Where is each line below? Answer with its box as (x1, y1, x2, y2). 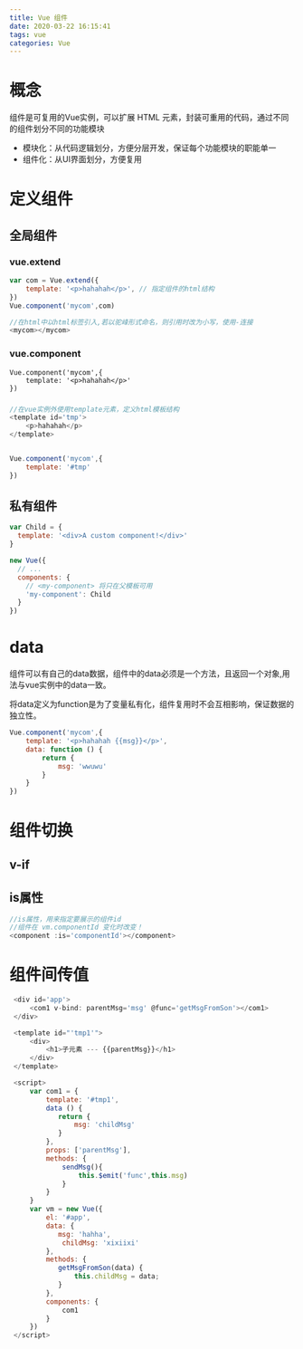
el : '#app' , (45, 1213, 91, 1222)
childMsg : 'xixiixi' (62, 1238, 140, 1248)
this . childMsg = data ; (73, 1272, 160, 1281)
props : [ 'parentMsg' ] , (45, 1146, 131, 1155)
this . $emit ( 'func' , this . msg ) (78, 1171, 188, 1180)
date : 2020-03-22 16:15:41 (9, 22, 111, 31)
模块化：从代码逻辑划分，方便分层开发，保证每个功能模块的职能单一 (22, 142, 277, 154)
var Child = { (9, 522, 63, 532)
